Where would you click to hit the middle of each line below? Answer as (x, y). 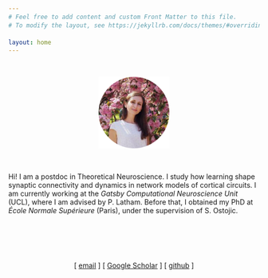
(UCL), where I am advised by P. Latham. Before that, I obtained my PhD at (131, 202)
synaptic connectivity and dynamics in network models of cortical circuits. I (132, 185)
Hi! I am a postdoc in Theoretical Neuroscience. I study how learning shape (132, 177)
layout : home (30, 42)
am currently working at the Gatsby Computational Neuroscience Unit (123, 194)
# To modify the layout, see (57, 25)
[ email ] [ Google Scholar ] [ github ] (134, 266)
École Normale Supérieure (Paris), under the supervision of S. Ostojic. (123, 211)
